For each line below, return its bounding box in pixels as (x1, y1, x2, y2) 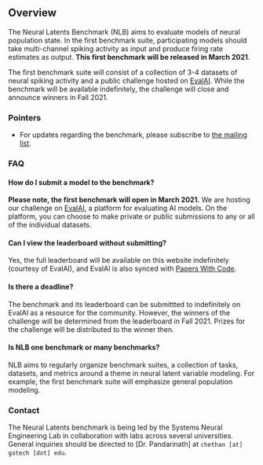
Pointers (8, 112, 42, 123)
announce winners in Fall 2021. (8, 92, 108, 101)
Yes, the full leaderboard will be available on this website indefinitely (8, 256, 229, 265)
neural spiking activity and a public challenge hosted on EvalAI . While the (8, 76, 245, 85)
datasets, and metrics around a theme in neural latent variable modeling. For (8, 368, 255, 378)
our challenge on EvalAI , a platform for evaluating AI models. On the (8, 204, 228, 213)
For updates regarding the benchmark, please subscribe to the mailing (19, 130, 247, 140)
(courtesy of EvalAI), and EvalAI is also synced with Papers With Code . (8, 264, 237, 274)
